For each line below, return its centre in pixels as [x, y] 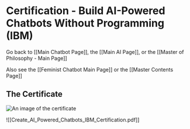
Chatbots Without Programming [85, 23]
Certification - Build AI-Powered [86, 11]
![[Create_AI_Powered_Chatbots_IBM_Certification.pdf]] [73, 120]
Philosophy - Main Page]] [37, 58]
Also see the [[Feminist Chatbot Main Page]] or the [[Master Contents [90, 69]
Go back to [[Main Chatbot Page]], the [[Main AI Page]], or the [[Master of [95, 52]
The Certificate [34, 94]
